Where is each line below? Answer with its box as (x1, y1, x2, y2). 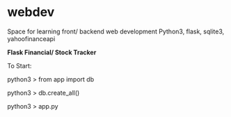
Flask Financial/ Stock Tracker (7, 48, 97, 56)
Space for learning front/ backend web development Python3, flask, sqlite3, (7, 27, 225, 36)
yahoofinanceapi (7, 34, 56, 42)
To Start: (7, 61, 32, 70)
